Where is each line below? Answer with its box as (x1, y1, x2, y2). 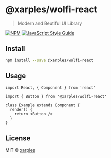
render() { (10, 107, 33, 112)
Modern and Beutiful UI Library (17, 20, 82, 26)
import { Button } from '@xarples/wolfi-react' (5, 94, 107, 99)
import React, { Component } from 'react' (5, 85, 96, 90)
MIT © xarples (5, 147, 35, 153)
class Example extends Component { (5, 103, 80, 108)
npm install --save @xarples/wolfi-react (5, 58, 94, 63)
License (5, 134, 31, 142)
